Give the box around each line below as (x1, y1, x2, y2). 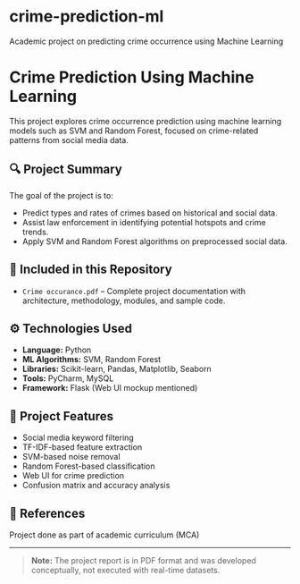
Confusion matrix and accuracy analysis (21, 480, 171, 491)
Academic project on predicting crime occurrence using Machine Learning (9, 36, 284, 47)
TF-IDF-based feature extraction (21, 442, 143, 453)
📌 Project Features (9, 409, 114, 424)
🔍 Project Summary (9, 162, 122, 177)
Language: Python (21, 344, 92, 355)
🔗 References (9, 505, 86, 521)
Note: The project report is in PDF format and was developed (30, 554, 257, 565)
